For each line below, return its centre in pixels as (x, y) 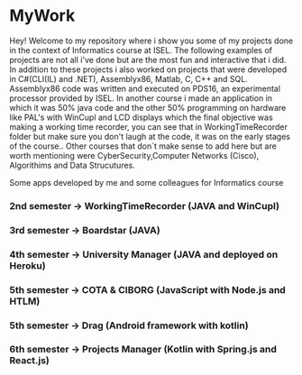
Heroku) (28, 265)
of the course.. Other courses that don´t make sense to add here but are (143, 146)
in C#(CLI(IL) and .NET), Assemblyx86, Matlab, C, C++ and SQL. (128, 78)
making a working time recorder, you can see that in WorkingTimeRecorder (149, 126)
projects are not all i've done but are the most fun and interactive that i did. (148, 59)
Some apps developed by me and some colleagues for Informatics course (146, 182)
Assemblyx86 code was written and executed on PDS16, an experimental (145, 88)
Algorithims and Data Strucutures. (72, 165)
